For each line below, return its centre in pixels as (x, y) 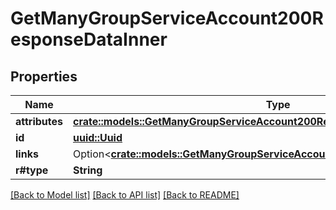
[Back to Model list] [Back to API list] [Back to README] (125, 195)
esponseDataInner (89, 39)
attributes (39, 121)
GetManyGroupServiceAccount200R (167, 18)
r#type (32, 170)
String (88, 170)
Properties (44, 76)
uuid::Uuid (98, 137)
